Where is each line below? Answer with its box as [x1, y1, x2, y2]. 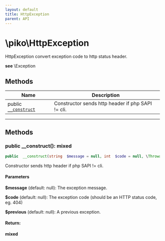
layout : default [5, 7, 38, 12]
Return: [5, 220, 21, 226]
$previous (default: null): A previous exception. [5, 209, 101, 215]
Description [91, 92, 120, 98]
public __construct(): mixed [5, 143, 72, 149]
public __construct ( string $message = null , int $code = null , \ [5, 154, 148, 159]
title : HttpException [5, 12, 50, 17]
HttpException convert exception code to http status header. [5, 53, 128, 59]
